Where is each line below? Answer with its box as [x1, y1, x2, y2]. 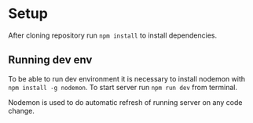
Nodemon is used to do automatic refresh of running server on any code [8, 97, 243, 107]
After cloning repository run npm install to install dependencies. [8, 31, 218, 40]
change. [8, 106, 35, 115]
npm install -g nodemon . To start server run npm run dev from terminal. [8, 82, 238, 92]
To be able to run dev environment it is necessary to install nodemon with [8, 74, 246, 83]
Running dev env [8, 53, 93, 67]
